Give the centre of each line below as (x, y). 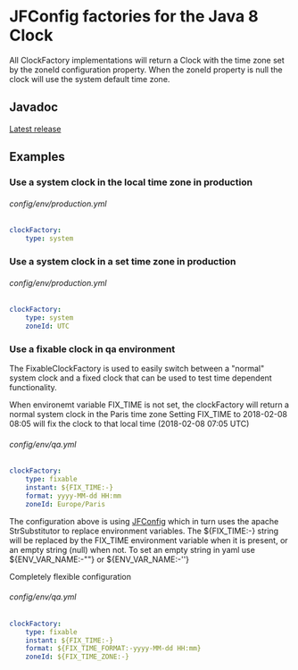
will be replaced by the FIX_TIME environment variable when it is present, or (149, 540)
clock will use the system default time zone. (90, 79)
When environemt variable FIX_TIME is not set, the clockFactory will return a (149, 405)
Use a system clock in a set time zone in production (123, 261)
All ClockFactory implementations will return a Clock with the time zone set (147, 60)
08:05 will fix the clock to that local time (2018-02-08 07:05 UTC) (129, 424)
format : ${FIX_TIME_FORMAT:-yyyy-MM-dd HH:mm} (113, 649)
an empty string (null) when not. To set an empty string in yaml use (132, 549)
